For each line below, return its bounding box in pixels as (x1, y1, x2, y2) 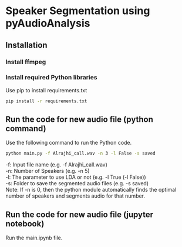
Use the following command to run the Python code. (5, 139, 132, 146)
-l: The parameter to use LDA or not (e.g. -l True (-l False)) (5, 173, 146, 181)
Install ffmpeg (5, 58, 46, 66)
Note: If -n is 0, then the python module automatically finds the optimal (5, 186, 177, 193)
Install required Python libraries (5, 74, 97, 82)
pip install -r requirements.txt (5, 98, 87, 104)
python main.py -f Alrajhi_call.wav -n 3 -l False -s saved (5, 151, 156, 156)
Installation (5, 40, 48, 50)
